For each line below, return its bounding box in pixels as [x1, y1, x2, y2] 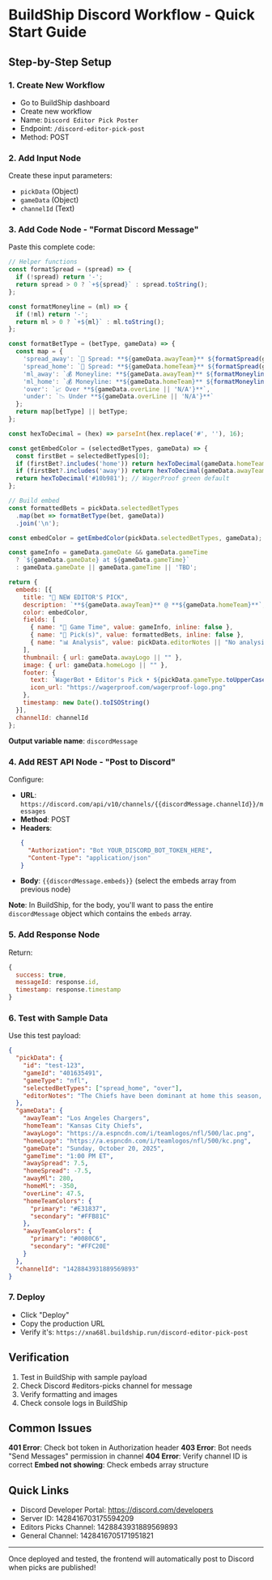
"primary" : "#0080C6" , [29, 1235, 107, 1243]
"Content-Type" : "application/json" [28, 854, 151, 862]
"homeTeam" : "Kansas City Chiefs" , [23, 1122, 143, 1131]
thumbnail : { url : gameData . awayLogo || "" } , [23, 654, 183, 662]
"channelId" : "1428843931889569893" [15, 1265, 139, 1273]
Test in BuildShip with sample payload [19, 1372, 147, 1382]
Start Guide [8, 23, 87, 41]
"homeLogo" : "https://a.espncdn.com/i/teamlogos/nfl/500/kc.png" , [23, 1136, 252, 1145]
